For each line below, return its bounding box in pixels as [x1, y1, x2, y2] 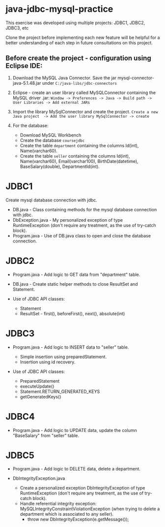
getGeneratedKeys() [20, 394, 61, 399]
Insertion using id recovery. [20, 359, 76, 365]
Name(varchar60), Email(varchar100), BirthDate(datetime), [20, 158, 139, 164]
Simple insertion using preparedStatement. [20, 354, 107, 360]
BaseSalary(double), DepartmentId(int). [20, 164, 100, 169]
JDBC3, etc [5, 25, 29, 31]
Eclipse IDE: [5, 62, 43, 70]
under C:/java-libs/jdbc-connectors [42, 80, 117, 86]
